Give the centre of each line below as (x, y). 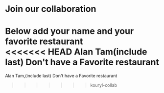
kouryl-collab (104, 85)
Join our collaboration (51, 9)
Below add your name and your (70, 31)
